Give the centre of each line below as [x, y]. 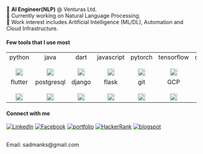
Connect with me [28, 113]
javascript [111, 57]
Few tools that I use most [38, 42]
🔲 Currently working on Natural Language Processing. [73, 16]
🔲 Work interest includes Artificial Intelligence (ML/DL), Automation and [95, 22]
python [19, 57]
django [81, 82]
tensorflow [173, 57]
